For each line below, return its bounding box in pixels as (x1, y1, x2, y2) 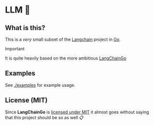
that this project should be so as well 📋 (5, 114, 84, 120)
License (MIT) (5, 96, 48, 105)
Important (5, 46, 25, 51)
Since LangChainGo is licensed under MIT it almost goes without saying (5, 109, 149, 115)
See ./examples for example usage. (5, 82, 76, 88)
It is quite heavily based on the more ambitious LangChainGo (5, 55, 127, 61)
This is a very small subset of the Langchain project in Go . (5, 36, 121, 42)
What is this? (5, 24, 46, 32)
